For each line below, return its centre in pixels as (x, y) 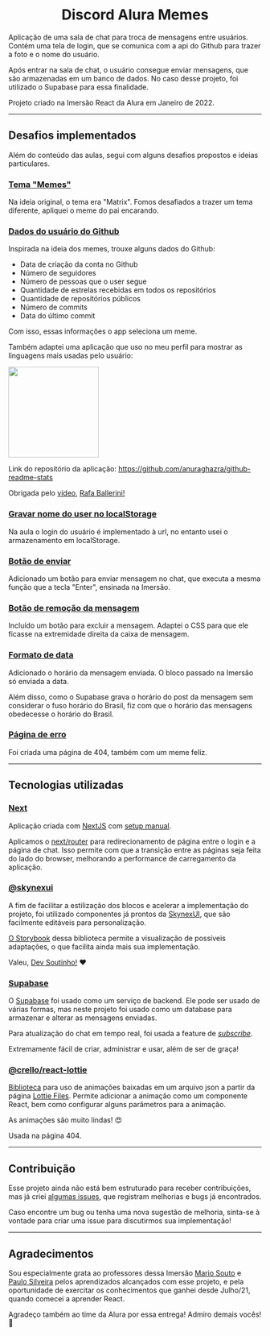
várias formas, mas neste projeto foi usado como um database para (121, 1010)
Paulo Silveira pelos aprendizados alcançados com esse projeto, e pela (126, 1282)
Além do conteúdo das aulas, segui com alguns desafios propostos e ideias (133, 155)
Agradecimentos (51, 1253)
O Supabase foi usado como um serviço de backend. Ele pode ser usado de (134, 1001)
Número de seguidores (58, 273)
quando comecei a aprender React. (67, 1299)
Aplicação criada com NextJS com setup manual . (90, 826)
